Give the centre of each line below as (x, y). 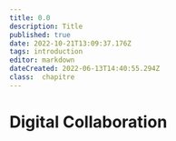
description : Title (46, 26)
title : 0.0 (30, 18)
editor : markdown (42, 60)
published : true (40, 35)
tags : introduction (46, 52)
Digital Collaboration (88, 121)
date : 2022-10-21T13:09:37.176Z (70, 43)
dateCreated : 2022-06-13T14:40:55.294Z (85, 69)
